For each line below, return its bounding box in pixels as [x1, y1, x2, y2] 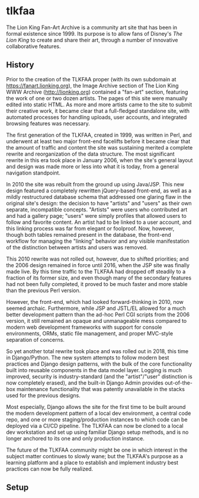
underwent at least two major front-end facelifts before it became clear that [6, 138, 191, 145]
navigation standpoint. [6, 169, 61, 176]
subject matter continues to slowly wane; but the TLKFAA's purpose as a [6, 452, 184, 459]
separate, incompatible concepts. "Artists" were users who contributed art [6, 206, 188, 213]
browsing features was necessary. [6, 120, 90, 127]
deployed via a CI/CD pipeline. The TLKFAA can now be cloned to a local [6, 422, 184, 429]
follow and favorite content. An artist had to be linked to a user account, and [6, 218, 192, 226]
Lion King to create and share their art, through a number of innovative [6, 36, 178, 43]
